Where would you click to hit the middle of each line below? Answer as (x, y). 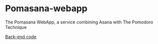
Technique (16, 27)
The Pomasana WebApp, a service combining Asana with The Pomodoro (79, 22)
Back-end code (21, 37)
